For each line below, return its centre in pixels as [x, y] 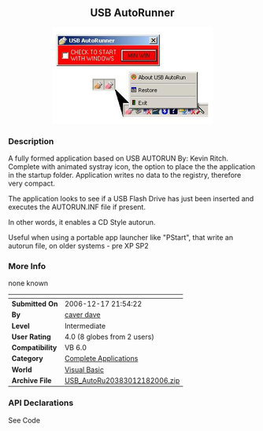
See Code [24, 420]
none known [28, 283]
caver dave [82, 315]
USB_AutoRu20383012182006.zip [122, 380]
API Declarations [41, 403]
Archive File [31, 380]
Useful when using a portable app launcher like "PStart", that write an [121, 238]
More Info [27, 267]
